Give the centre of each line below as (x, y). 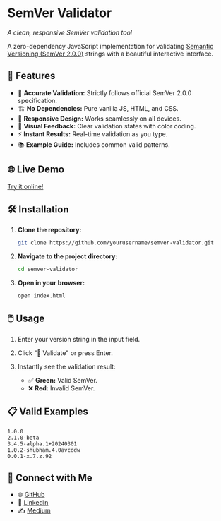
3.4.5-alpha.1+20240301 (42, 444)
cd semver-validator (48, 270)
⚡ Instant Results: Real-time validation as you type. (92, 134)
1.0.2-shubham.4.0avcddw (44, 450)
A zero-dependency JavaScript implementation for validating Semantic (110, 46)
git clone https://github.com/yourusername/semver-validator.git (115, 243)
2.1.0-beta (23, 438)
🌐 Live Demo (36, 170)
